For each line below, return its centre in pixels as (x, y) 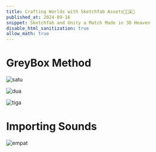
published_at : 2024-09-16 (38, 17)
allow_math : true (28, 34)
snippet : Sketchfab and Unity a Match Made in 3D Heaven (78, 23)
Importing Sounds (52, 127)
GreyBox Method (49, 63)
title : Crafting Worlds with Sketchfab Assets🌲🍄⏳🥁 (71, 12)
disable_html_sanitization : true (48, 28)
